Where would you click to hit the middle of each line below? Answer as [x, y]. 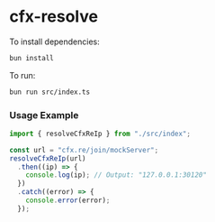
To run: [22, 75]
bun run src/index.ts [50, 92]
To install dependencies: [55, 42]
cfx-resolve [54, 17]
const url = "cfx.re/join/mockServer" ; [84, 150]
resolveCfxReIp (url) [48, 158]
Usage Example [44, 115]
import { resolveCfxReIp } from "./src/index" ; [100, 134]
